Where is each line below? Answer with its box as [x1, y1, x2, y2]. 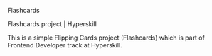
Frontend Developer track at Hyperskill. [7, 41, 122, 49]
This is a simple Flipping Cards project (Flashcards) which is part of [7, 33, 205, 42]
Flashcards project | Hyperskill [7, 20, 97, 28]
